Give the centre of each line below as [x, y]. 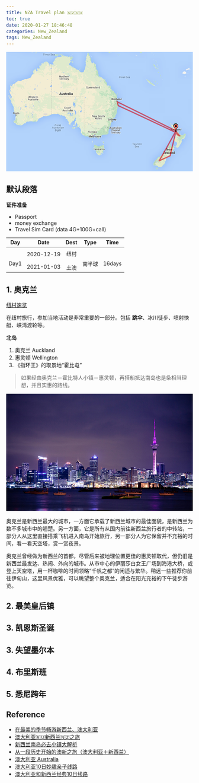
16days [112, 263]
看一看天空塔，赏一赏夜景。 [50, 543]
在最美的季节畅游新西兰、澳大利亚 [56, 730]
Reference [26, 715]
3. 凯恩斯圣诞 [30, 628]
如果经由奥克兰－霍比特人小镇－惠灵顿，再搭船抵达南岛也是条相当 [101, 378]
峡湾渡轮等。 [32, 325]
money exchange [36, 223]
